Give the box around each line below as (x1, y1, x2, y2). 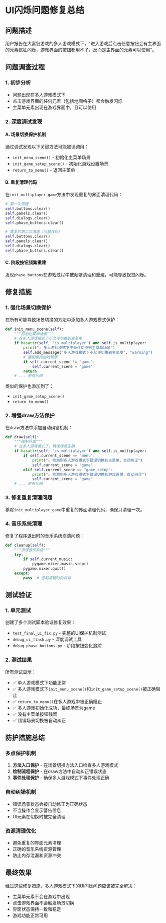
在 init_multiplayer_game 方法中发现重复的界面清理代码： (5, 192, 123, 198)
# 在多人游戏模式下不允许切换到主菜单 (14, 336, 83, 341)
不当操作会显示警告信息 (12, 807, 61, 813)
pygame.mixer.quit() (23, 566, 66, 571)
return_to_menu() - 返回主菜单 (12, 167, 75, 173)
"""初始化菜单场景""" (14, 331, 54, 336)
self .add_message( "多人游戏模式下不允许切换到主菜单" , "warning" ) (23, 350, 153, 355)
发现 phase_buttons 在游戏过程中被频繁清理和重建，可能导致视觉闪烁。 (5, 271, 149, 277)
